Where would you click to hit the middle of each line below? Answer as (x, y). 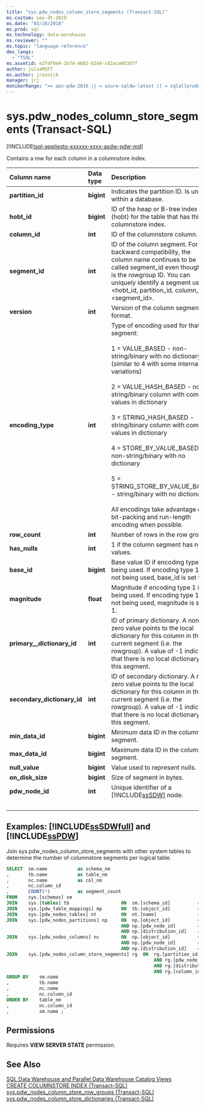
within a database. (137, 199)
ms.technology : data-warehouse (46, 35)
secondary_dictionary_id (46, 699)
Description (129, 177)
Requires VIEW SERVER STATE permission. (61, 1045)
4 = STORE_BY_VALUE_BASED (155, 448)
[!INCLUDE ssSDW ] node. (147, 795)
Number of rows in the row (149, 534)
